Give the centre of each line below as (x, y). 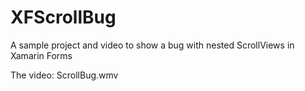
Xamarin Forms (41, 55)
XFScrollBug (63, 17)
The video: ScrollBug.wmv (64, 75)
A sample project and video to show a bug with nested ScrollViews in (152, 45)
